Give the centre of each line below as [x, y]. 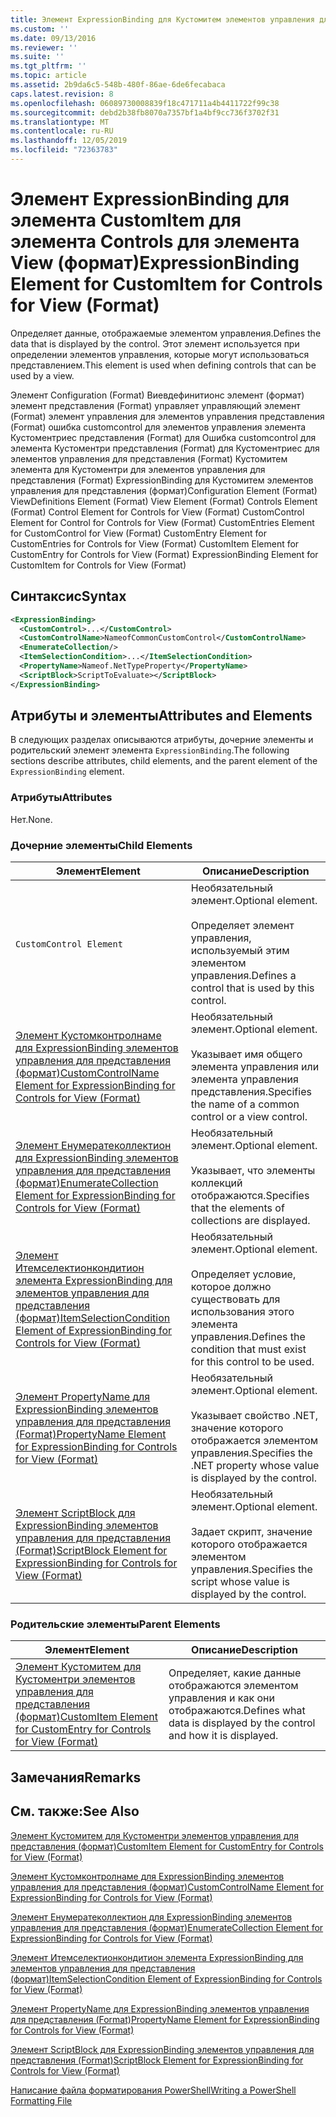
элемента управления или [255, 1067]
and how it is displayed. [223, 1736]
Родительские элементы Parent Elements [115, 1624]
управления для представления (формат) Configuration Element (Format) [164, 490]
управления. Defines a [243, 976]
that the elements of [237, 1208]
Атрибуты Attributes [61, 798]
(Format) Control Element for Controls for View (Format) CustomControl [157, 512]
